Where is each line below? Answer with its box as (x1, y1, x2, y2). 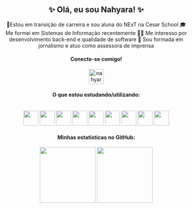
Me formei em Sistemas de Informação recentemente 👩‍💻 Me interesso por (5, 29, 188, 36)
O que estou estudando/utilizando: (52, 91, 140, 98)
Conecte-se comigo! (70, 56, 122, 63)
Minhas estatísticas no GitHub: (57, 134, 135, 141)
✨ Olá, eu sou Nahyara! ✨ (48, 5, 144, 15)
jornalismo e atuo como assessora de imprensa (38, 42, 154, 49)
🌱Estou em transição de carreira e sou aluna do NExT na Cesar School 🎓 (6, 21, 186, 28)
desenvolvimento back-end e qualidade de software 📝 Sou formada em (9, 36, 183, 43)
